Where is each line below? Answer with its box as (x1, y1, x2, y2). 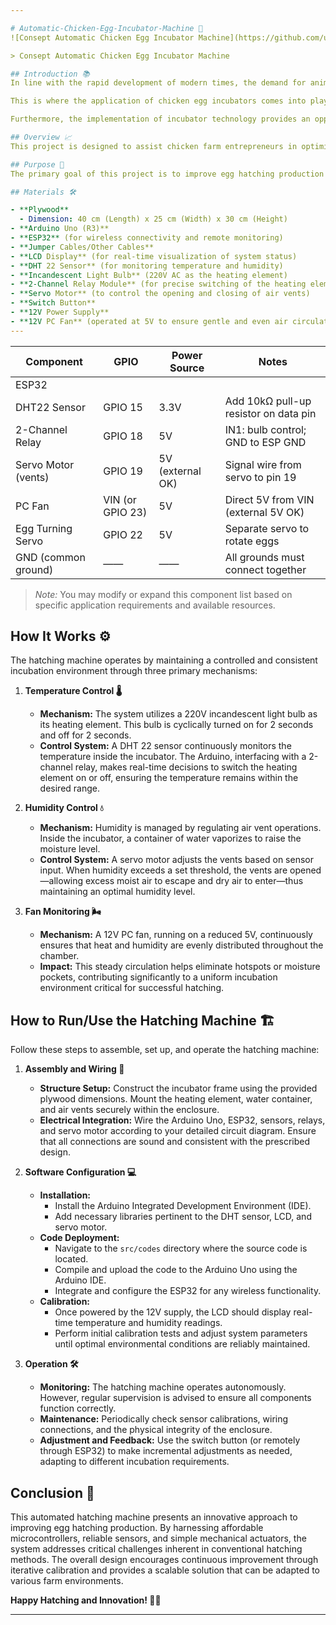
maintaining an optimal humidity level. (39, 886, 196, 898)
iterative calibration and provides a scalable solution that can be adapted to (10, 1564, 321, 1576)
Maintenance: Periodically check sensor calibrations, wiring (39, 1413, 289, 1425)
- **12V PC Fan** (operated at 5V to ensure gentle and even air (10, 316, 288, 326)
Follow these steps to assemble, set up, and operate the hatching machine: (10, 1044, 320, 1056)
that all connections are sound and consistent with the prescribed (39, 1136, 311, 1148)
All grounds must (224, 550, 305, 564)
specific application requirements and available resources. (34, 599, 276, 611)
